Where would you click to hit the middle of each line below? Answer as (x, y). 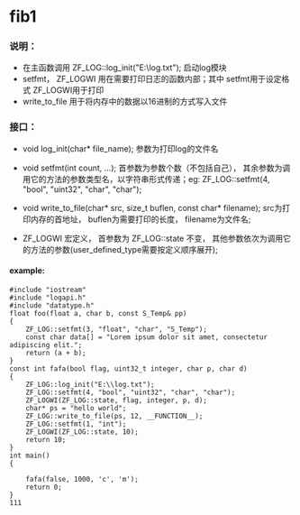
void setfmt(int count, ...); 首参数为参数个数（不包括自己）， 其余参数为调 (156, 168)
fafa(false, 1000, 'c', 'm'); (82, 479)
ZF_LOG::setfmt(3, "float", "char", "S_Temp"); (116, 329)
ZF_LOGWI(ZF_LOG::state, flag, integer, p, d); (116, 400)
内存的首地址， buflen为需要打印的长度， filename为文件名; (141, 219)
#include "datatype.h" (52, 305)
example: (27, 271)
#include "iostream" (48, 290)
